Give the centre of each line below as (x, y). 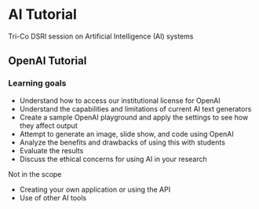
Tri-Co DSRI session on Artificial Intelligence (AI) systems (101, 36)
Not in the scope (35, 174)
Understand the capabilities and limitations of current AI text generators (135, 108)
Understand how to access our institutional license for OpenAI (120, 101)
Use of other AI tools (53, 197)
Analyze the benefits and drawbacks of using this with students (122, 142)
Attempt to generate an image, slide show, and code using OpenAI (126, 134)
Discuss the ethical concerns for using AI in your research (113, 159)
